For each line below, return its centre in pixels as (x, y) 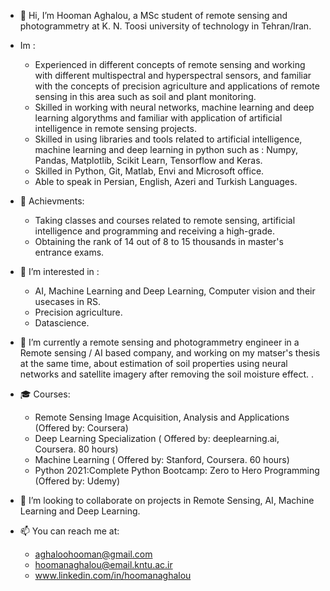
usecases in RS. (67, 301)
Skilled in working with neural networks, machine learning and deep (174, 107)
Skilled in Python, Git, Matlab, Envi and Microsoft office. (149, 171)
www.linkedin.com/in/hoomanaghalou (113, 575)
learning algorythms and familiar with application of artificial (158, 118)
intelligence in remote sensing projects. (115, 128)
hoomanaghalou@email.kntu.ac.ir (103, 564)
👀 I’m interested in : (59, 271)
